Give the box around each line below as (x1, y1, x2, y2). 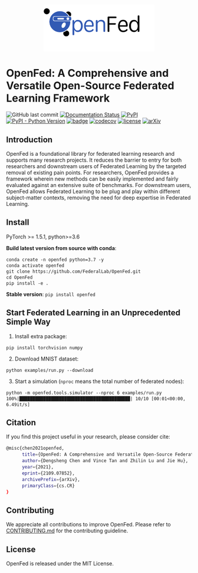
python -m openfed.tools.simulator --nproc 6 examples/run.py (6, 389, 162, 396)
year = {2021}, (21, 464, 54, 470)
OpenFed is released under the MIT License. (6, 560, 114, 567)
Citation (6, 418, 37, 428)
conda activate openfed (6, 263, 65, 269)
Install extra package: (14, 332, 67, 340)
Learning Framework (6, 91, 110, 105)
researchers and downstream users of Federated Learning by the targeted (6, 163, 187, 170)
